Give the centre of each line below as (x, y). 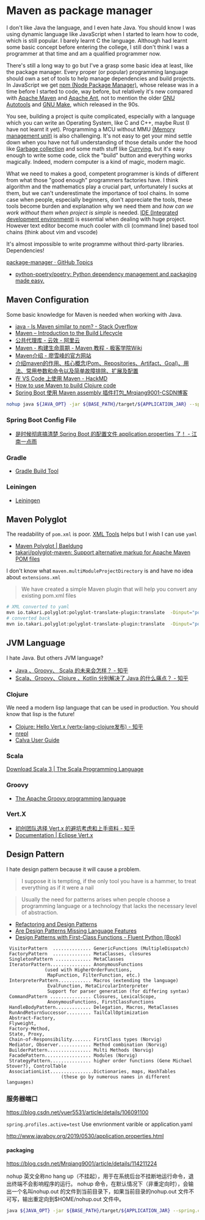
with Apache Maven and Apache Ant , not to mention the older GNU (91, 98)
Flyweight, (23, 1023)
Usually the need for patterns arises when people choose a (95, 899)
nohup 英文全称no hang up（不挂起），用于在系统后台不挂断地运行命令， (98, 1176)
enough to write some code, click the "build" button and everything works (99, 155)
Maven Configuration (48, 300)
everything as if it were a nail (57, 887)
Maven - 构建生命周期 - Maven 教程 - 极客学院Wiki (78, 348)
